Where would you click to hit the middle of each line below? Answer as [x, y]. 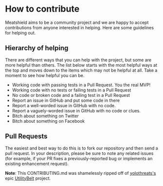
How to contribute [42, 9]
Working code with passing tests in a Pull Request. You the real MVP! [81, 85]
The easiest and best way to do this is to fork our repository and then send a [81, 148]
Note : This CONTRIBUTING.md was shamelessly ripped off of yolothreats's [81, 173]
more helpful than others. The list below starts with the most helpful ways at [81, 65]
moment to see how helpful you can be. [45, 75]
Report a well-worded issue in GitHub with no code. [64, 105]
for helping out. [20, 33]
